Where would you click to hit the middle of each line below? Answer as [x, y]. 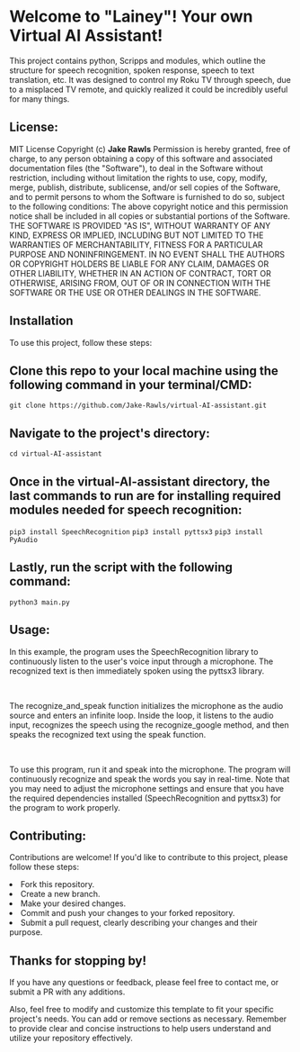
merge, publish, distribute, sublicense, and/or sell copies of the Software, [145, 187]
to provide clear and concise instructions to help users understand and [141, 1029]
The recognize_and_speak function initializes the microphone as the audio [146, 705]
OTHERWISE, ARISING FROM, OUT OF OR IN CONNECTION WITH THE [140, 283]
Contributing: [48, 836]
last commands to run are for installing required [145, 496]
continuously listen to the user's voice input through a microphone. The [141, 661]
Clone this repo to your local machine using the [144, 371]
